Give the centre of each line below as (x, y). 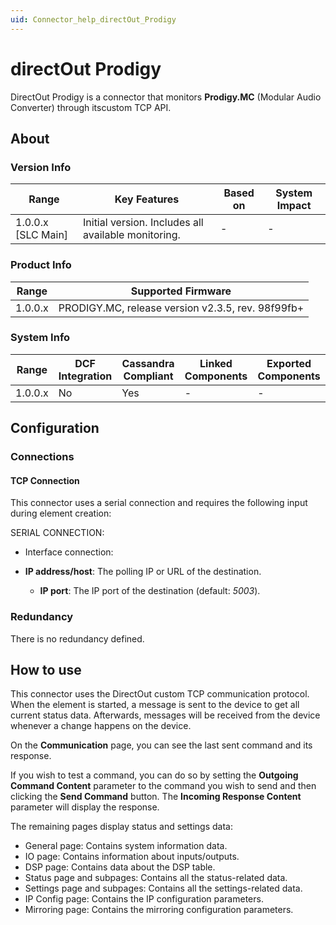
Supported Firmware (181, 291)
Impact (294, 206)
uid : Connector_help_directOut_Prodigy (93, 19)
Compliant (148, 376)
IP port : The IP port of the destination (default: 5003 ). (150, 591)
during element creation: (61, 513)
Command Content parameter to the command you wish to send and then (163, 786)
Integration (85, 376)
